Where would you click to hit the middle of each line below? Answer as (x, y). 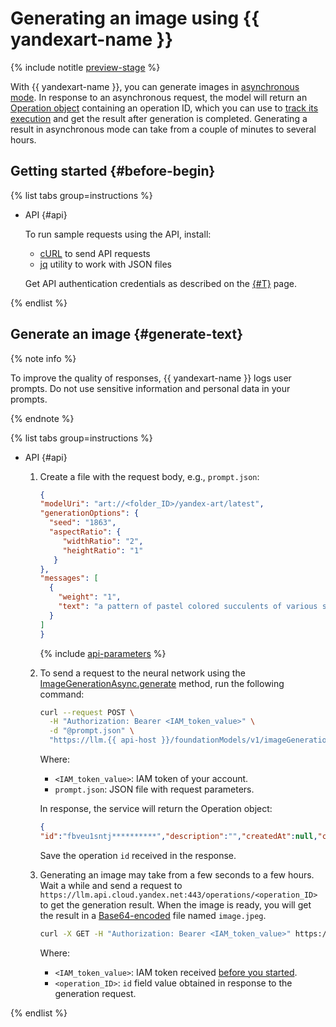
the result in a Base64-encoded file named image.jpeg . (153, 915)
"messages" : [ (69, 578)
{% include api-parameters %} (103, 653)
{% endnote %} (42, 418)
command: (62, 694)
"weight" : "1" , (90, 597)
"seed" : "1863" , (82, 523)
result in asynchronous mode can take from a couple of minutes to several (163, 129)
